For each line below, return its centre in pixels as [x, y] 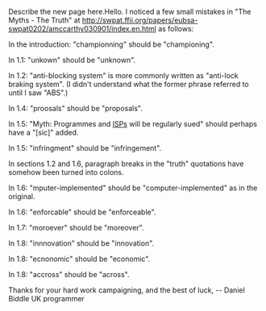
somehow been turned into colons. [66, 172]
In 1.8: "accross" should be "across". [69, 274]
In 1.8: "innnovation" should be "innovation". [81, 243]
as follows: [176, 29]
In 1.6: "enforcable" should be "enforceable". [82, 212]
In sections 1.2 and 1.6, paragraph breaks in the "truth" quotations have [126, 164]
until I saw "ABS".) [38, 93]
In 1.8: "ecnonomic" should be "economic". [79, 259]
